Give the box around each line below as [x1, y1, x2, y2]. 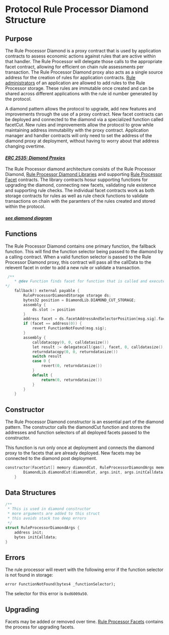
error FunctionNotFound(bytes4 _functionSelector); [5, 582, 116, 587]
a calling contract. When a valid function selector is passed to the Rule [5, 254, 151, 260]
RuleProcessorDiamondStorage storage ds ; [23, 293, 112, 298]
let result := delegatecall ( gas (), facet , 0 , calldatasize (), [32, 344, 165, 350]
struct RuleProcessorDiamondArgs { [5, 525, 80, 530]
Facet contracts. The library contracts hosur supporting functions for [5, 177, 148, 183]
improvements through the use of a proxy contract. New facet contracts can [5, 111, 163, 117]
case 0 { [32, 359, 51, 364]
